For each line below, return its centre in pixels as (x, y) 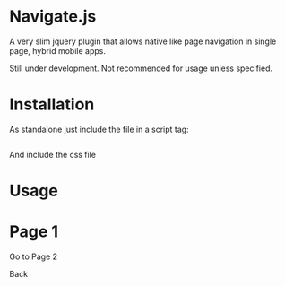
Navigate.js (53, 17)
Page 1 (34, 232)
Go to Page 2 (34, 256)
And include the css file (53, 154)
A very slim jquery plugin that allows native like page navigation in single (143, 41)
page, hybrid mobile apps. (57, 50)
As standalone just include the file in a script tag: (99, 129)
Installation (52, 104)
